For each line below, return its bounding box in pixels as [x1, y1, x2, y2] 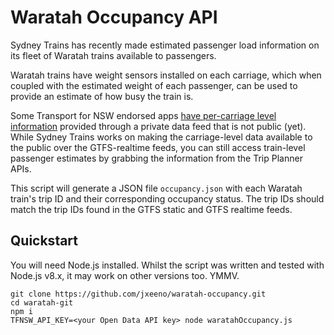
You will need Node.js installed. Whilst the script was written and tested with [10, 259, 325, 271]
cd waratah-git [10, 297, 74, 308]
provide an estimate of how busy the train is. [10, 90, 194, 102]
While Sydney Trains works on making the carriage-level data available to [10, 131, 313, 143]
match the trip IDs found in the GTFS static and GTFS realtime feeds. [10, 203, 293, 215]
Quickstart [10, 232, 79, 250]
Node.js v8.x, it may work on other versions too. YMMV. [10, 269, 240, 281]
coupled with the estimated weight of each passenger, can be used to [10, 79, 298, 91]
